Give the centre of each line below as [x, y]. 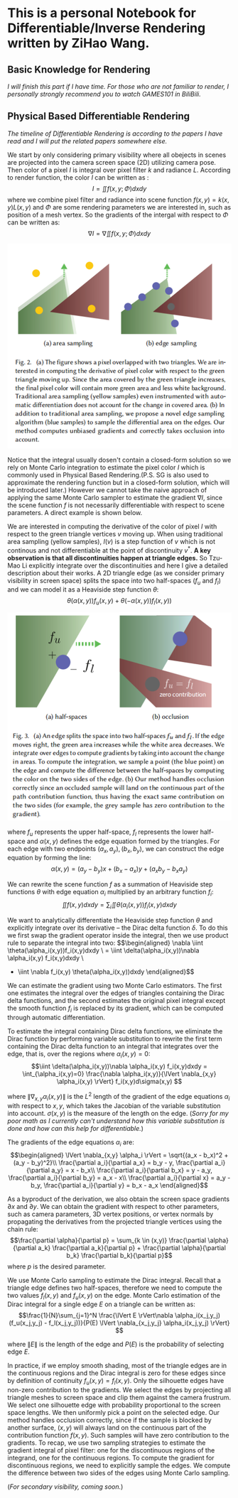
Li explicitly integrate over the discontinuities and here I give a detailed [125, 565]
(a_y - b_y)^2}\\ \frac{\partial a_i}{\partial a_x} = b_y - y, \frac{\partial [113, 1162]
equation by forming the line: [49, 858]
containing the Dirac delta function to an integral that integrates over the [113, 1046]
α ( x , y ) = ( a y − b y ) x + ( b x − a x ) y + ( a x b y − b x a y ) [119, 870]
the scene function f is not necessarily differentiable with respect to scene [116, 505]
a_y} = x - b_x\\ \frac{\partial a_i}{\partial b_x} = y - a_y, [132, 1170]
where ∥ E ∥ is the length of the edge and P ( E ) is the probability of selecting [116, 1345]
